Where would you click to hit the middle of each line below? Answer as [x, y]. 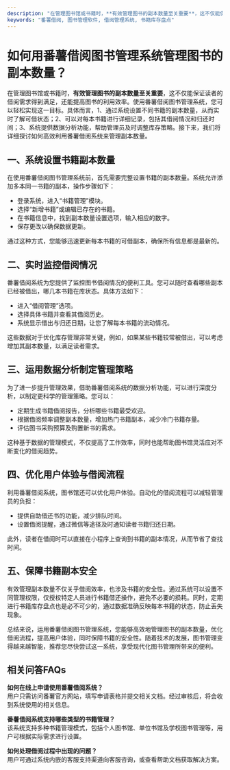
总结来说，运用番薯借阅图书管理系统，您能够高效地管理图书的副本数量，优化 [115, 629]
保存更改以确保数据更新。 [53, 226]
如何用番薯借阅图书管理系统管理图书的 [115, 56]
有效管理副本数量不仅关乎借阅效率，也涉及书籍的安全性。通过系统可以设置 [112, 589]
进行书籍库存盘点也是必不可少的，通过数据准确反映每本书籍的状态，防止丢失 [115, 606]
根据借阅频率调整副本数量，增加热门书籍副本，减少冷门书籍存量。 [110, 419]
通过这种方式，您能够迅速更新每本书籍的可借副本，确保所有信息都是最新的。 [115, 241]
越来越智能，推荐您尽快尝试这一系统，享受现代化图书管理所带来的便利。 [115, 646]
